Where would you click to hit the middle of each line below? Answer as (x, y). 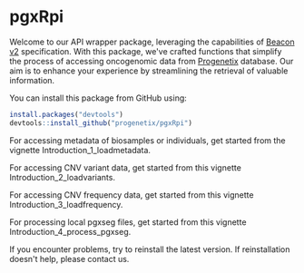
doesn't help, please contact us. (69, 258)
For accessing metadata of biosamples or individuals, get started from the (147, 140)
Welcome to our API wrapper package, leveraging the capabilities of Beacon (152, 42)
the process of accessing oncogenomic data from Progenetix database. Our (152, 61)
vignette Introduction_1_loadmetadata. (80, 150)
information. (32, 80)
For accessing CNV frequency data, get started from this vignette (132, 195)
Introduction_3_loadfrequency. (66, 204)
